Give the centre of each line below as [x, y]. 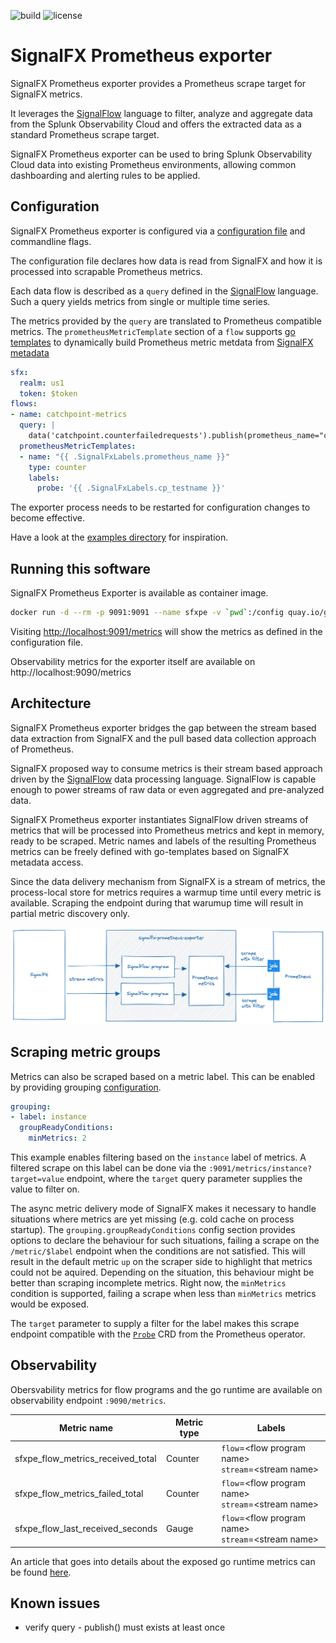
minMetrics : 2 [57, 1138]
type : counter [57, 467]
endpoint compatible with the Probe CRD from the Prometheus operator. [158, 1334]
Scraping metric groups [86, 1052]
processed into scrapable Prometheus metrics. [106, 271]
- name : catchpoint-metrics [69, 415]
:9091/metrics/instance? [260, 1169]
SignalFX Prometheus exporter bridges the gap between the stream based [163, 727]
